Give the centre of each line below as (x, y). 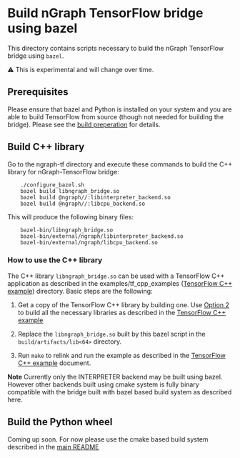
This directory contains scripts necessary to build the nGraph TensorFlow (115, 48)
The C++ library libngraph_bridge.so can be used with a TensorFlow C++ (116, 276)
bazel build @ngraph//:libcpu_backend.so (82, 204)
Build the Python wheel (60, 422)
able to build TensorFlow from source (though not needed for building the (115, 116)
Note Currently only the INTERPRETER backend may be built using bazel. (115, 377)
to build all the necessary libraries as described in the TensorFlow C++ (122, 312)
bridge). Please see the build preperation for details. (84, 124)
